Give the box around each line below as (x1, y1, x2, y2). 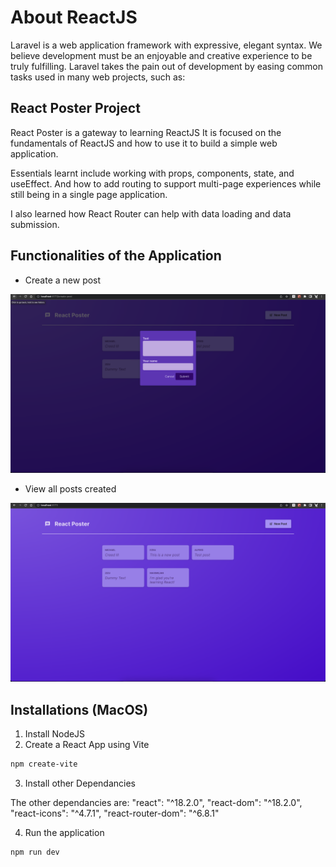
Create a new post (24, 274, 102, 286)
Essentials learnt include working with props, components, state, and (10, 167, 295, 179)
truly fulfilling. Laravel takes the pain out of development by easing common (10, 60, 324, 72)
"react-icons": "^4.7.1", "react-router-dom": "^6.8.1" (10, 807, 220, 820)
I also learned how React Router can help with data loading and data (10, 207, 292, 220)
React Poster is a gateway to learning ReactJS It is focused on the (10, 126, 282, 138)
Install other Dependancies (24, 777, 136, 790)
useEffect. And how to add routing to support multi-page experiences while (10, 177, 322, 190)
